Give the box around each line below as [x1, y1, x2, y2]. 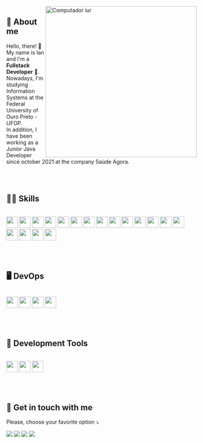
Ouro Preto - [6, 113, 37, 120]
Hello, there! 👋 [6, 42, 42, 50]
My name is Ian [6, 48, 44, 56]
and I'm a [6, 55, 30, 62]
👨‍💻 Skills [6, 193, 40, 204]
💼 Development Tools [6, 338, 88, 348]
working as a [6, 138, 39, 146]
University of [6, 106, 39, 114]
